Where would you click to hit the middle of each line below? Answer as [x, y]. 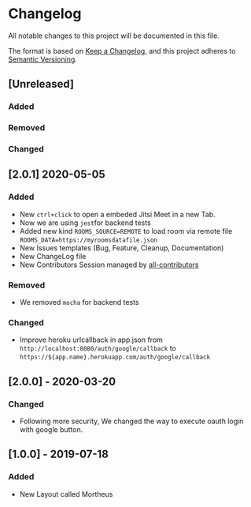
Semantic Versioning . [42, 59]
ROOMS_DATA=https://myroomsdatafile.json [88, 240]
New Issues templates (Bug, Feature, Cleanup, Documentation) [122, 248]
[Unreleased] [41, 84]
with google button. [51, 430]
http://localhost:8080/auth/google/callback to [98, 348]
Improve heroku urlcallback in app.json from [91, 340]
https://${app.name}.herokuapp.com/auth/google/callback [115, 357]
